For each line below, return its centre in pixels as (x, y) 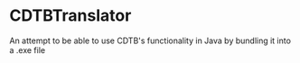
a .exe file (28, 49)
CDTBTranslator (70, 16)
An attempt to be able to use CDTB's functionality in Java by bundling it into (150, 40)
